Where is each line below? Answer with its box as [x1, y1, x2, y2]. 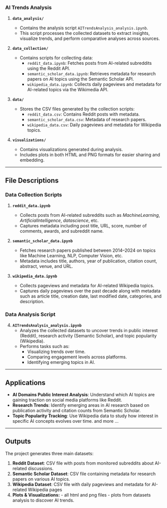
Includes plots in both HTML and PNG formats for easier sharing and [19, 152, 161, 158]
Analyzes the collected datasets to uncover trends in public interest [19, 328, 158, 334]
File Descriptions [5, 176, 59, 184]
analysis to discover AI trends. [12, 497, 75, 503]
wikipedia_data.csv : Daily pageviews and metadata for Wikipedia [27, 122, 162, 128]
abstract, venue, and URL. [19, 263, 74, 269]
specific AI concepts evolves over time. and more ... [12, 418, 119, 424]
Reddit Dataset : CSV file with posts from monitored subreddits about [12, 460, 154, 466]
